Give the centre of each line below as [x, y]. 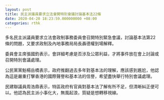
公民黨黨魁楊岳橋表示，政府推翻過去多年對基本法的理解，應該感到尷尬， [78, 70]
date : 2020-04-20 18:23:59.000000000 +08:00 [51, 18]
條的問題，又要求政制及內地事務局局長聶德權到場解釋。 [61, 44]
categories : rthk [23, 23]
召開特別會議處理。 [24, 60]
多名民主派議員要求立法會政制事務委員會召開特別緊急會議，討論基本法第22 [81, 37]
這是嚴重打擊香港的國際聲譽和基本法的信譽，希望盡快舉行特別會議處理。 [82, 76]
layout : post [18, 9]
